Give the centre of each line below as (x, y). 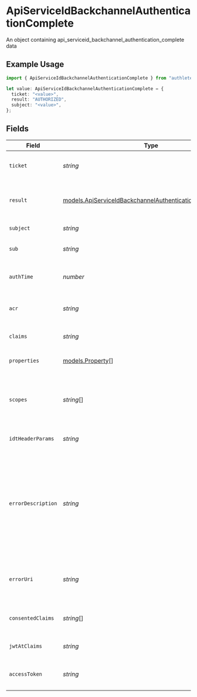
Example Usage (35, 64)
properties (24, 361)
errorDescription (33, 503)
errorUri (21, 579)
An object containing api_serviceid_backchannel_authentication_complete (95, 39)
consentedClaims (32, 618)
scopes (18, 399)
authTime (21, 277)
